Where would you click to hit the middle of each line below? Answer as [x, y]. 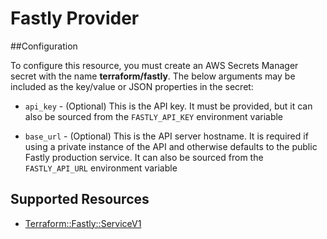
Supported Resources [80, 199]
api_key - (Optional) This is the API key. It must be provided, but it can [168, 106]
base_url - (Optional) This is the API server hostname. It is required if [166, 136]
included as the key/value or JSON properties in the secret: [132, 86]
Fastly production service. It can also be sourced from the [144, 157]
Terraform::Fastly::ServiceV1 [83, 223]
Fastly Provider [75, 18]
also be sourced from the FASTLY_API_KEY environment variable [154, 116]
